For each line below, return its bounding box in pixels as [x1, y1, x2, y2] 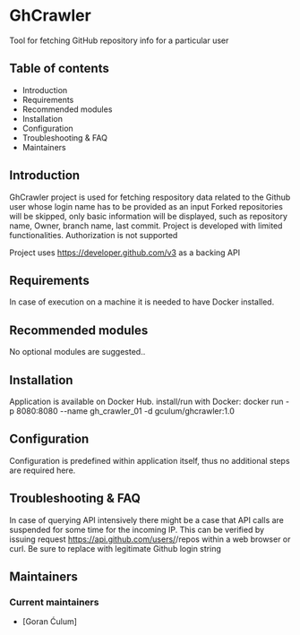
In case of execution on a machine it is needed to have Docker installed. [9, 296, 275, 307]
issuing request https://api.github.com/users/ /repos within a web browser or [9, 534, 291, 545]
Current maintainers [9, 596, 99, 608]
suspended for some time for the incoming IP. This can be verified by [9, 524, 265, 535]
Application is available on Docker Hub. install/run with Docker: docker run [9, 396, 284, 407]
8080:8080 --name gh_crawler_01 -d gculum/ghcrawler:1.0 [16, 406, 236, 416]
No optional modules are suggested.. [9, 347, 146, 357]
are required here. [9, 465, 76, 476]
